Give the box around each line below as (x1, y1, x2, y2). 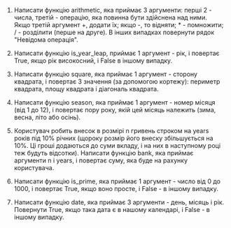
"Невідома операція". (13, 36, 78, 44)
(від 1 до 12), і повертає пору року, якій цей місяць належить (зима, (13, 106, 216, 114)
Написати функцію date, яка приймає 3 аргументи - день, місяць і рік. (13, 198, 225, 206)
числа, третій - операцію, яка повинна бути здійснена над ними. (13, 13, 208, 22)
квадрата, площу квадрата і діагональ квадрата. (13, 85, 159, 93)
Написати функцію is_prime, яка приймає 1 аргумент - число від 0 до (13, 177, 220, 185)
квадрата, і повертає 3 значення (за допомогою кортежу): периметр (13, 77, 220, 86)
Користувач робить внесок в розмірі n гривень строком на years (13, 127, 209, 135)
